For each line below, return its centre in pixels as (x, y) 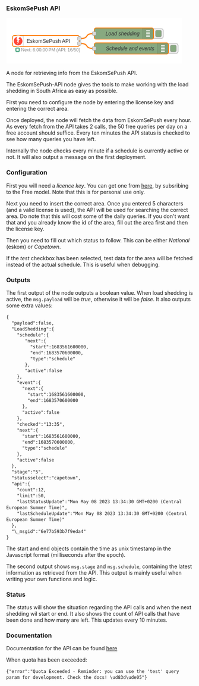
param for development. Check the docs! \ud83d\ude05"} (77, 678)
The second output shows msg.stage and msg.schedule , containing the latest (99, 566)
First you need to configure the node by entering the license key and (90, 102)
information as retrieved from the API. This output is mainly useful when (94, 572)
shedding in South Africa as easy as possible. (62, 91)
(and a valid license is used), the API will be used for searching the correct (97, 210)
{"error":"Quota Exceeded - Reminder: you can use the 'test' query (93, 672)
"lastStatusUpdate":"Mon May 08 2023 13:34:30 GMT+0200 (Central (99, 501)
